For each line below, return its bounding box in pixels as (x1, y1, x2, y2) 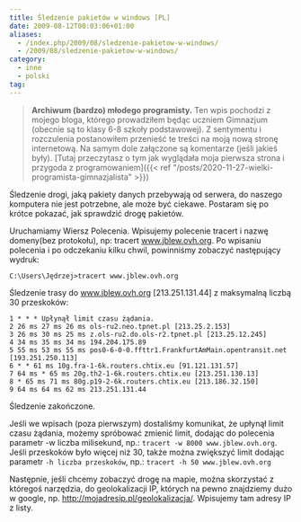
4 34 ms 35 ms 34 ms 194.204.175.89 (9, 338, 146, 347)
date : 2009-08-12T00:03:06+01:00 (9, 22, 135, 31)
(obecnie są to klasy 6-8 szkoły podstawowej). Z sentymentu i (31, 123, 262, 135)
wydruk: (9, 253, 40, 265)
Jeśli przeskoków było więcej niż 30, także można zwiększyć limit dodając (9, 447, 285, 457)
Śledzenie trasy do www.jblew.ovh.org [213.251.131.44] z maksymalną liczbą (9, 287, 292, 297)
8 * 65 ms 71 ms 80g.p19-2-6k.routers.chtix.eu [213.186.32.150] (9, 376, 259, 386)
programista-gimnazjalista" (31, 172, 133, 182)
